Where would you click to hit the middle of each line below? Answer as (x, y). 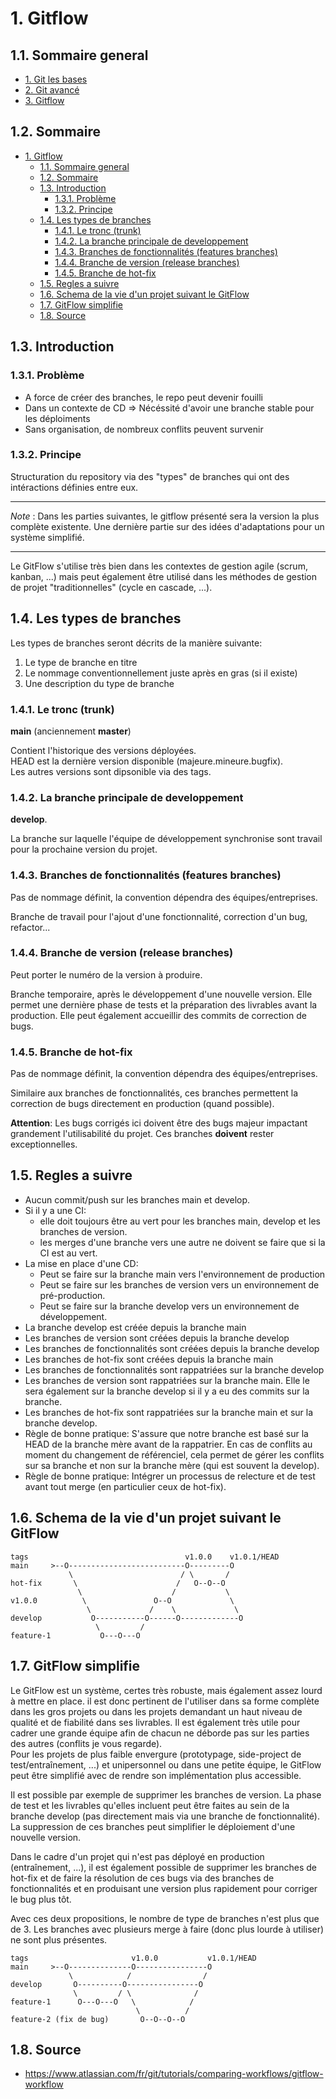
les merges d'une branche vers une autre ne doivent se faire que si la (182, 1242)
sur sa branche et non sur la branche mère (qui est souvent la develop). (172, 1465)
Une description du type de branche (99, 683)
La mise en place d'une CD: (81, 1263)
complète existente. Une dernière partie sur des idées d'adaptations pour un (167, 526)
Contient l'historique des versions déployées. (103, 750)
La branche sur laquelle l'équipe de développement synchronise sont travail (166, 839)
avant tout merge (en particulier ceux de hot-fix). (125, 1486)
